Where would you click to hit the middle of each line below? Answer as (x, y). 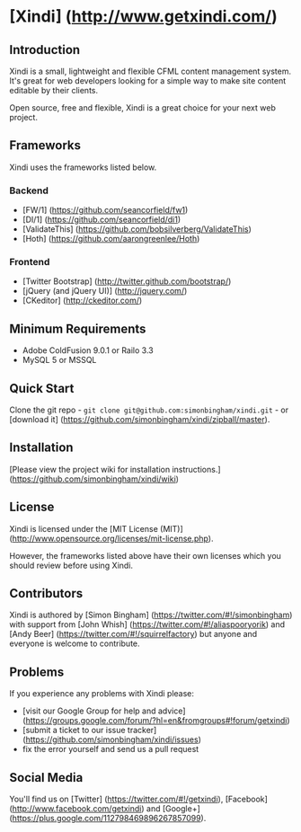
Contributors (46, 593)
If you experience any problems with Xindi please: (102, 694)
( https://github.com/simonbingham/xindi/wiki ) (94, 479)
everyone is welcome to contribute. (75, 643)
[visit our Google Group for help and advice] (104, 711)
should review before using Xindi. (71, 565)
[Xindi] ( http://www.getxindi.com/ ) (143, 17)
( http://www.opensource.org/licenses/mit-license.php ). (111, 538)
